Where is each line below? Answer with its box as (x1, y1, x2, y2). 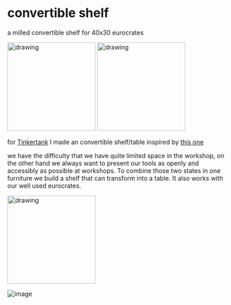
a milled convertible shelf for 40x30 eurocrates (7, 28, 144, 37)
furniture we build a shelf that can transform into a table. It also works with (7, 174, 223, 182)
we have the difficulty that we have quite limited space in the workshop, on (7, 151, 225, 160)
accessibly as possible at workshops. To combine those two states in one (7, 166, 221, 174)
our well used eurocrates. (7, 181, 82, 190)
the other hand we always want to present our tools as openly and (7, 159, 199, 167)
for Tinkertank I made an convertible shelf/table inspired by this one (7, 138, 204, 146)
